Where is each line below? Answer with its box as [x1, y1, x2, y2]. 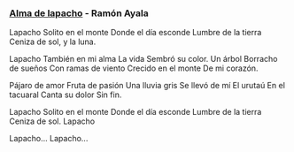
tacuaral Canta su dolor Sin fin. [9, 89, 122, 100]
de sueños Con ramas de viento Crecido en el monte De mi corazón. [9, 63, 259, 73]
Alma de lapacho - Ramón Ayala [9, 7, 149, 19]
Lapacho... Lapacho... [9, 133, 89, 144]
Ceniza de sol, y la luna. [9, 36, 97, 47]
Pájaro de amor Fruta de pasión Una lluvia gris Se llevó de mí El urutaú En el [9, 80, 286, 91]
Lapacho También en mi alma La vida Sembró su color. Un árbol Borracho [9, 54, 278, 65]
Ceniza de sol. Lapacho [9, 116, 96, 126]
